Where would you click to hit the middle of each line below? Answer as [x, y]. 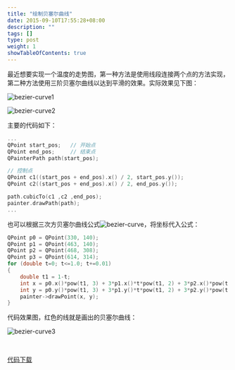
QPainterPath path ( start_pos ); [53, 158]
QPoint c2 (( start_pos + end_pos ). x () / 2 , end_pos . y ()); [93, 184]
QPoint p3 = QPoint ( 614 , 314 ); [53, 257]
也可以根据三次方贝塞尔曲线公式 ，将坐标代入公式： [103, 224]
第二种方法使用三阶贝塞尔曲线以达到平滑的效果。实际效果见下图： [103, 82]
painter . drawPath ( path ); [44, 203]
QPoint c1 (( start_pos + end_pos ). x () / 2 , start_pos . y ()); [96, 178]
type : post [23, 40]
